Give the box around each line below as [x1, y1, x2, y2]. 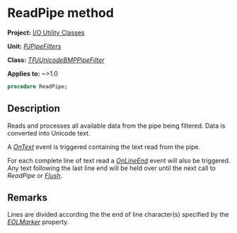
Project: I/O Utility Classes [7, 28, 85, 37]
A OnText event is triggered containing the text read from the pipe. [7, 143, 201, 151]
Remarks [7, 192, 48, 204]
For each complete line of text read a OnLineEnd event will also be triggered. [7, 156, 231, 165]
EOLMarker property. [7, 217, 69, 227]
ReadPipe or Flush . [7, 171, 63, 179]
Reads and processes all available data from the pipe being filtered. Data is [7, 121, 226, 130]
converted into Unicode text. [7, 129, 91, 137]
